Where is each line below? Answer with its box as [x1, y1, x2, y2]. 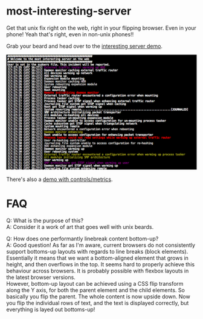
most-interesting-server [6, 4, 132, 18]
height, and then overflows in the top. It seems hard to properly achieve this [6, 260, 195, 268]
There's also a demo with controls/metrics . [6, 176, 113, 183]
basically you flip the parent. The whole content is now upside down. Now [6, 292, 190, 300]
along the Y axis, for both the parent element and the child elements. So [6, 286, 185, 294]
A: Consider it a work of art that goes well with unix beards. [6, 223, 154, 231]
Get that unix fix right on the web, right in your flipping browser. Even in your [6, 24, 196, 31]
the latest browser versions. [6, 274, 76, 281]
